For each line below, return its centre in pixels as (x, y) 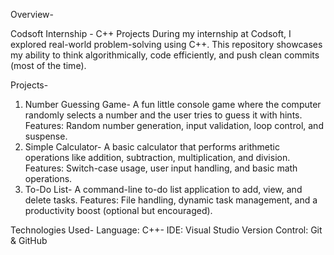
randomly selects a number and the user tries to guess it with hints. (163, 115)
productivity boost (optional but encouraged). (118, 210)
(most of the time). (48, 65)
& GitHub (29, 240)
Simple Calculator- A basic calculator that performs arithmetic (152, 147)
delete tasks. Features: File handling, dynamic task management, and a (171, 200)
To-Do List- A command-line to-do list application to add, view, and (163, 189)
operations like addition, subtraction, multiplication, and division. (157, 157)
